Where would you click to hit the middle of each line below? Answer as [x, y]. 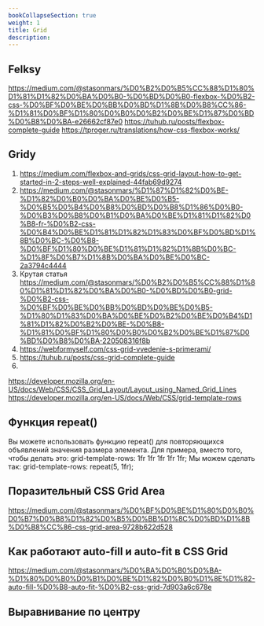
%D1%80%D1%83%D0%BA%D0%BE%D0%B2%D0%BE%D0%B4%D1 [136, 315]
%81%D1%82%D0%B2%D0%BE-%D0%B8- [92, 324]
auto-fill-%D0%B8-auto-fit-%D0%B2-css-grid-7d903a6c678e [110, 587]
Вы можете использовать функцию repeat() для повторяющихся [116, 441]
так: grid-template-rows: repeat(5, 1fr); [71, 466]
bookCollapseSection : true [52, 15]
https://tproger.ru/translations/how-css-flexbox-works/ [151, 130]
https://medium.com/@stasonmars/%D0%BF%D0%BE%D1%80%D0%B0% [131, 510]
